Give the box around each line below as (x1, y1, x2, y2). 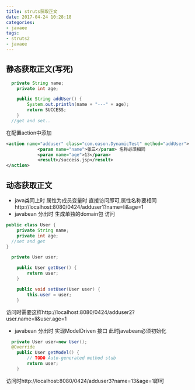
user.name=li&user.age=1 (6, 315, 67, 322)
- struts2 (6, 36, 30, 42)
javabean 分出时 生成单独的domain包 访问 (14, 210, 116, 217)
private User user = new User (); (11, 339, 88, 345)
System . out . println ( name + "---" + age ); (27, 102, 130, 108)
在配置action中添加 (6, 129, 52, 136)
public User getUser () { (16, 265, 77, 271)
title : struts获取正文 (6, 8, 58, 15)
